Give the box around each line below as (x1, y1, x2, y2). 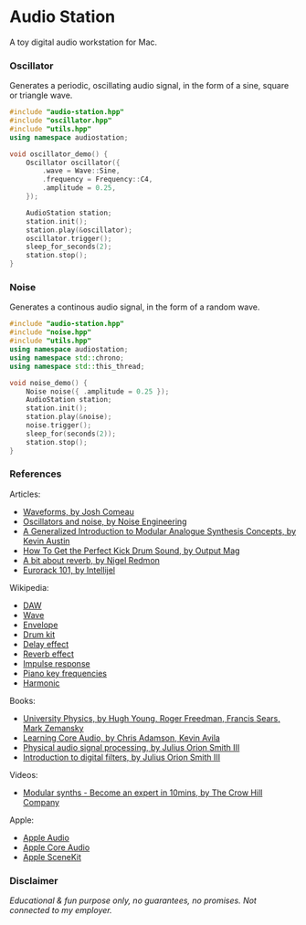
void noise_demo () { (9, 378, 89, 387)
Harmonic (22, 678, 60, 688)
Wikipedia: (9, 582, 49, 593)
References (9, 468, 62, 480)
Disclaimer (9, 874, 58, 887)
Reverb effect (22, 648, 75, 659)
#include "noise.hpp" (9, 328, 92, 337)
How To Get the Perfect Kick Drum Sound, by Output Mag (22, 545, 240, 556)
